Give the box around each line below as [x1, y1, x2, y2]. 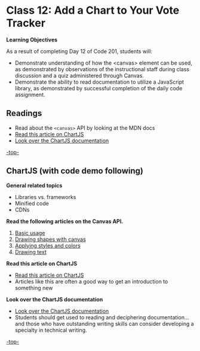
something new [14, 284, 53, 291]
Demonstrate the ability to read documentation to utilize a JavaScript [14, 78, 184, 86]
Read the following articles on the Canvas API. [6, 218, 124, 225]
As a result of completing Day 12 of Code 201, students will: [6, 47, 153, 54]
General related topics [6, 182, 63, 189]
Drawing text [14, 248, 47, 255]
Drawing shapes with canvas [14, 236, 87, 243]
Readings [6, 108, 42, 118]
